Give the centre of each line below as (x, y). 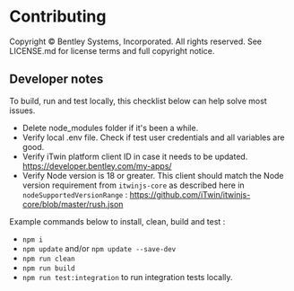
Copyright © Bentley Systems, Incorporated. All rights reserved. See (136, 41)
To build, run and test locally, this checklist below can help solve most (138, 101)
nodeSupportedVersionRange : (75, 194)
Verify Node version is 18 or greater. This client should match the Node (153, 175)
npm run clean (48, 259)
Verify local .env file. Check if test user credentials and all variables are (153, 137)
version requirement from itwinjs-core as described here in (133, 185)
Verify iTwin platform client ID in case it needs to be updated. (135, 156)
